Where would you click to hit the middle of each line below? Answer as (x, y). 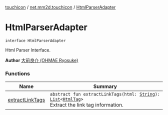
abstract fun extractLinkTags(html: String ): (105, 94)
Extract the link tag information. (86, 105)
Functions (17, 73)
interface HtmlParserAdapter (35, 40)
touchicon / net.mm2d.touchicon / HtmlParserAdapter (60, 7)
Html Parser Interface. (28, 50)
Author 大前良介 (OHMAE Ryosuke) (42, 60)
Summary (105, 86)
